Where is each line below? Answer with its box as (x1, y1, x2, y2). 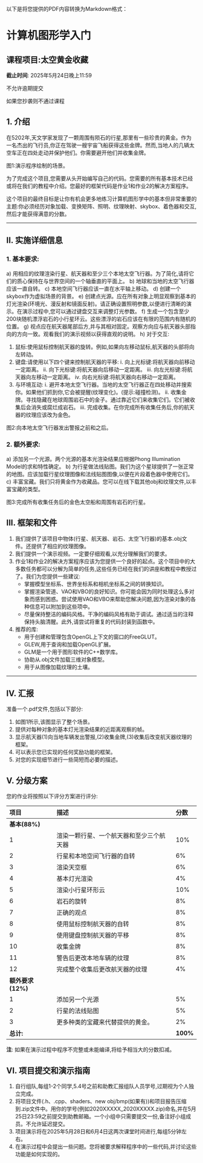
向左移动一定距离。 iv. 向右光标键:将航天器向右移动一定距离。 (25, 373, 179, 381)
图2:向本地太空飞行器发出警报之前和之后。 (6, 424, 112, 431)
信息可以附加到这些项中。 (29, 603, 94, 610)
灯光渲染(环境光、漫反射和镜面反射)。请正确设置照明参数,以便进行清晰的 (6, 300, 187, 307)
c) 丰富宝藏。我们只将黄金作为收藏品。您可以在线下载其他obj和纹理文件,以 (6, 478, 192, 485)
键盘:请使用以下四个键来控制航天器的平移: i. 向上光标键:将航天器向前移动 (14, 358, 195, 366)
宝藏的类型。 (11, 485, 43, 492)
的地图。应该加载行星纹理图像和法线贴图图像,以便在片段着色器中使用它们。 (6, 470, 193, 477)
